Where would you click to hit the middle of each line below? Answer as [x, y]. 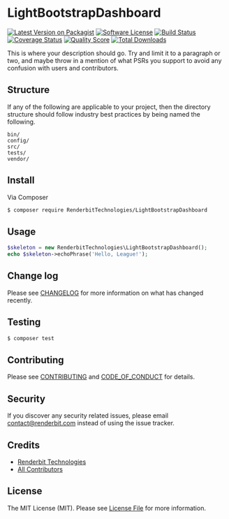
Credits [24, 445]
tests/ [17, 153]
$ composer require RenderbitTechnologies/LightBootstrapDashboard [108, 210]
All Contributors [40, 469]
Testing [24, 322]
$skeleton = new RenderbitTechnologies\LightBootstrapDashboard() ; [108, 248]
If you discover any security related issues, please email [88, 416]
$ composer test [31, 338]
